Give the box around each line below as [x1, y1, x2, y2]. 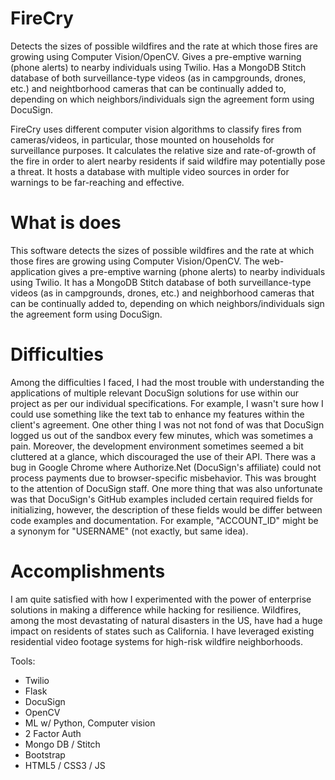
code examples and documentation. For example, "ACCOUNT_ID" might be [10, 514, 319, 526]
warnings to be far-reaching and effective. [10, 176, 185, 188]
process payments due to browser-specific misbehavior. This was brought [10, 472, 317, 484]
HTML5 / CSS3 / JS [24, 759, 106, 771]
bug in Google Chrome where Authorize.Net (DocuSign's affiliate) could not [10, 461, 322, 473]
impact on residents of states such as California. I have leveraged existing [10, 625, 315, 637]
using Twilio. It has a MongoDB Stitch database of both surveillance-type [10, 276, 312, 288]
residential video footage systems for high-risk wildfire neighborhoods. [10, 635, 303, 647]
